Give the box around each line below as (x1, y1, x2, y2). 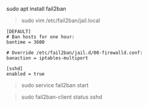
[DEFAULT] (6, 28, 32, 35)
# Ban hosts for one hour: (6, 34, 75, 40)
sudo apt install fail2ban (6, 5, 66, 12)
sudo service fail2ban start (21, 82, 89, 88)
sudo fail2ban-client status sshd (21, 93, 102, 101)
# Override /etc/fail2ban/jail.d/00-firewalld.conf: (6, 50, 143, 56)
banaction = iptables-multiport (6, 55, 88, 61)
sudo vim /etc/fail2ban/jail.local (21, 17, 100, 24)
